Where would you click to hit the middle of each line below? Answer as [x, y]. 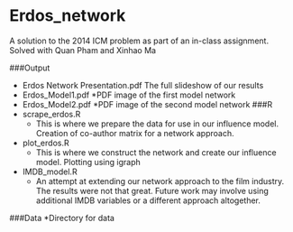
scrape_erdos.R [51, 114]
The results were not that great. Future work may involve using [152, 190]
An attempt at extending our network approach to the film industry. [160, 181]
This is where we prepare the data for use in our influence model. [157, 124]
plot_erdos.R [46, 143]
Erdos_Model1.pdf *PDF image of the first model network [129, 95]
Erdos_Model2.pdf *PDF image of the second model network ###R [147, 104]
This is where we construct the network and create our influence [156, 152]
